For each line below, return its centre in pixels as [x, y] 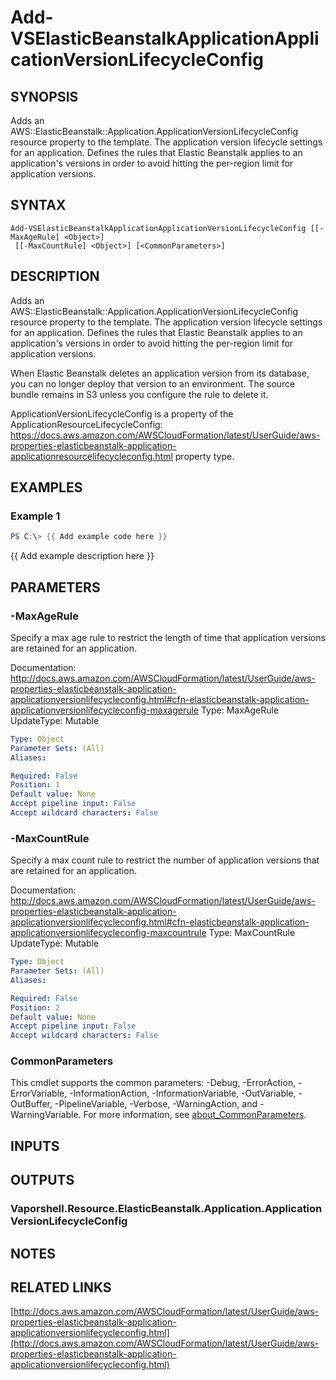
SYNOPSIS [44, 96]
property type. [204, 456]
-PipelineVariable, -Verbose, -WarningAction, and [156, 1104]
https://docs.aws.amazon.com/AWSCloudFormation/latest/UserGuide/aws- [165, 435]
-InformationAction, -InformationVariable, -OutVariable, [183, 1093]
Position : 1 [35, 785]
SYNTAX [38, 205]
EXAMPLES [46, 487]
